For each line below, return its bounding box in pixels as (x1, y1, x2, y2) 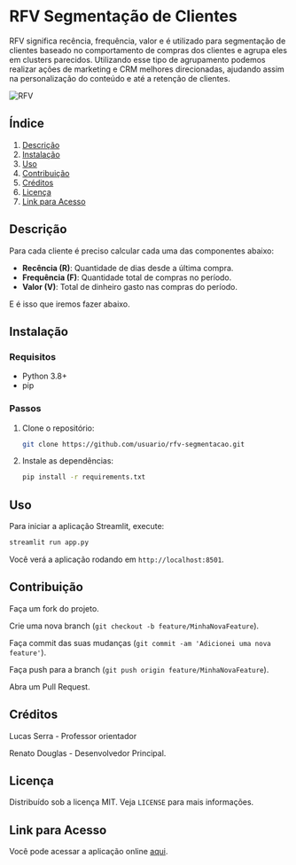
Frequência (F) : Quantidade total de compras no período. (21, 272, 232, 283)
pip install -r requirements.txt (21, 472, 146, 482)
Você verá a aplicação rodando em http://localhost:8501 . (9, 554, 224, 565)
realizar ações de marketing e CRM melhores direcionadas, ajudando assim (9, 64, 285, 74)
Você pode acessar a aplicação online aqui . (9, 846, 168, 857)
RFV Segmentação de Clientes (9, 6, 238, 27)
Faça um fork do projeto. (9, 603, 99, 613)
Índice (9, 116, 44, 131)
